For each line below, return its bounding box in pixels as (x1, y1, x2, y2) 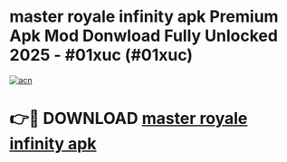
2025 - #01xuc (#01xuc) (9, 45, 193, 65)
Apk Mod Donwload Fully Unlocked (9, 25, 279, 46)
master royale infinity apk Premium (9, 6, 279, 27)
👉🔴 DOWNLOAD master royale (9, 109, 248, 129)
